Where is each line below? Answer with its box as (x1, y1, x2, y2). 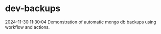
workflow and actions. (5, 24, 50, 30)
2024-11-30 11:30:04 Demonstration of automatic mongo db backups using (5, 19, 157, 25)
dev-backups (5, 3, 61, 14)
